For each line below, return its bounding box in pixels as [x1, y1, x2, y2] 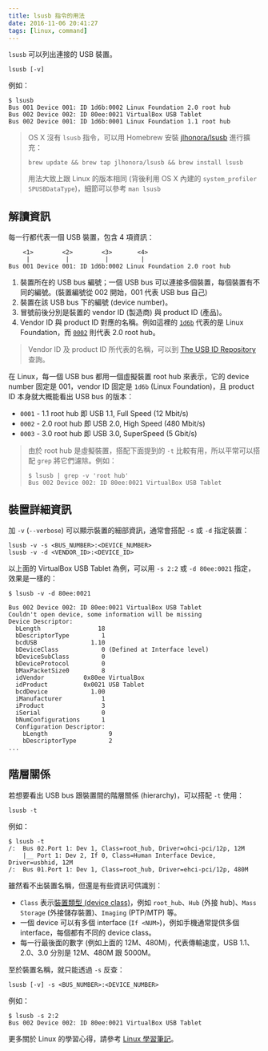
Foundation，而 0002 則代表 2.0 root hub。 [19, 328, 160, 338]
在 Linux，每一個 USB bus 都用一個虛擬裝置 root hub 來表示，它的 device [8, 372, 250, 382]
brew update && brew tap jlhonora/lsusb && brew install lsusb [27, 159, 244, 167]
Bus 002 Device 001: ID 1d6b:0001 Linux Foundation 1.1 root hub [8, 118, 230, 126]
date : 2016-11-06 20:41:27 [8, 19, 98, 27]
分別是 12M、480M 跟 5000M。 [50, 948, 155, 957]
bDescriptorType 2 [22, 737, 113, 745]
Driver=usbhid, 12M [8, 859, 74, 867]
